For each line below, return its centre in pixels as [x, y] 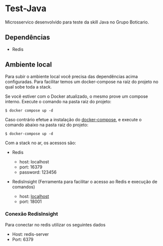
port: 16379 [31, 167]
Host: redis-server [30, 234]
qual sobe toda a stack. [28, 87]
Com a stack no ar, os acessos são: [41, 143]
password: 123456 [38, 172]
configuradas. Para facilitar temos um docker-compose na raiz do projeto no [82, 82]
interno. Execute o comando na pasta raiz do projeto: [58, 101]
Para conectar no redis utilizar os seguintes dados [55, 224]
